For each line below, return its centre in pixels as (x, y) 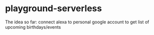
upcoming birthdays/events (33, 27)
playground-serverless (54, 9)
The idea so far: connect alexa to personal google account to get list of (77, 22)
